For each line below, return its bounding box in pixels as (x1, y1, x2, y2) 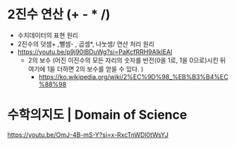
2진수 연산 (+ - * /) (7, 6, 111, 22)
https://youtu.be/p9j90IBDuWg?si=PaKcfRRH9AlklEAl (17, 47, 173, 56)
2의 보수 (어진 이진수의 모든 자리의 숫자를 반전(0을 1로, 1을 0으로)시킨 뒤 (27, 55, 226, 64)
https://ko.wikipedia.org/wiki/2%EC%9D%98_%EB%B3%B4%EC (38, 72, 229, 81)
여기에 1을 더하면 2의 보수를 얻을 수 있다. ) (27, 65, 144, 73)
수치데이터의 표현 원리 (17, 31, 79, 39)
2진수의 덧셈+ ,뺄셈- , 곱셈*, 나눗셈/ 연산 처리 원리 (17, 39, 155, 48)
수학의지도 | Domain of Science (7, 107, 187, 123)
